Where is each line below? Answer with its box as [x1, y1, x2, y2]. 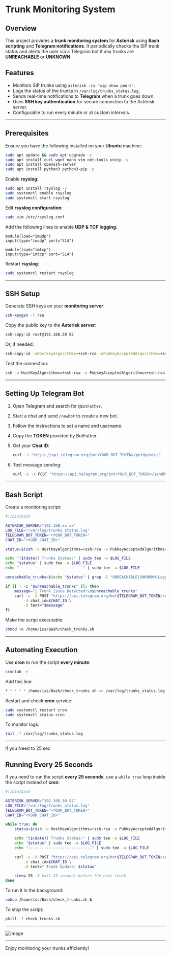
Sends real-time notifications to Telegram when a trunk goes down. [12, 93, 155, 99]
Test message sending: [12, 461, 62, 468]
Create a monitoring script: [5, 504, 62, 510]
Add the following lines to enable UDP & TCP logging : [5, 224, 118, 230]
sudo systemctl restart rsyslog [5, 270, 74, 276]
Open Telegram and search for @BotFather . [12, 403, 103, 409]
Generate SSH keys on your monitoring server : [5, 303, 105, 309]
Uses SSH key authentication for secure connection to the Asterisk [12, 98, 155, 104]
